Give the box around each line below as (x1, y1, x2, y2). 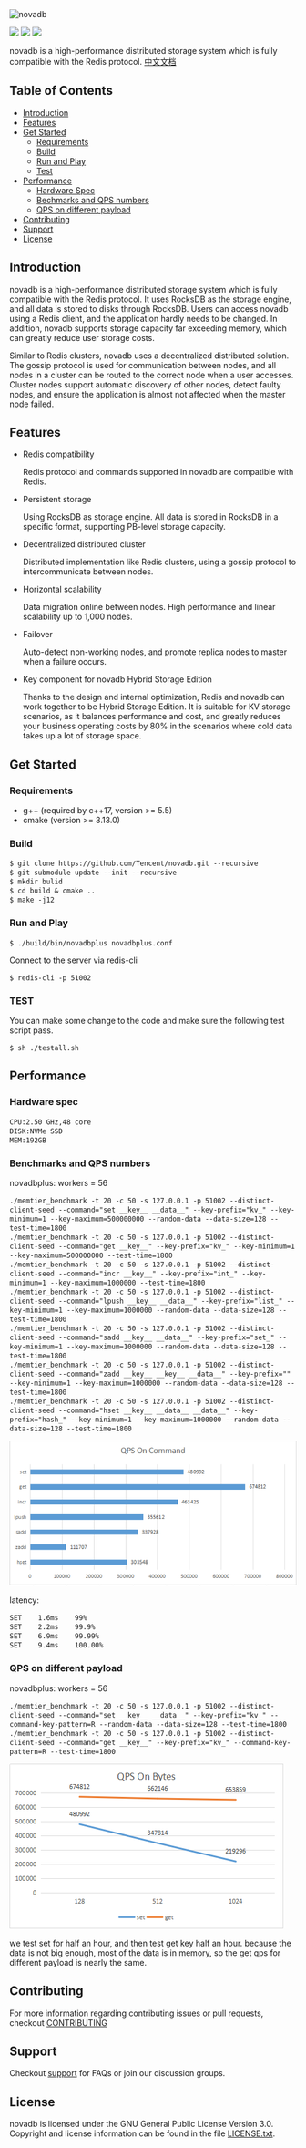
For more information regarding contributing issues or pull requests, (9, 2008, 264, 2019)
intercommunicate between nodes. (22, 566, 154, 577)
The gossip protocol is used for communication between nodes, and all (9, 359, 276, 370)
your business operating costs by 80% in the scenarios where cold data (22, 720, 293, 732)
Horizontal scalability (22, 583, 102, 595)
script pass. (9, 1025, 54, 1036)
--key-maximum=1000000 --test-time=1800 (49, 1278, 206, 1287)
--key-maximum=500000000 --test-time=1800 (9, 1251, 173, 1260)
